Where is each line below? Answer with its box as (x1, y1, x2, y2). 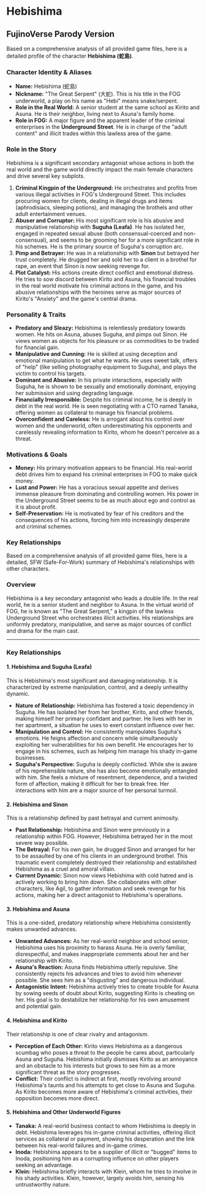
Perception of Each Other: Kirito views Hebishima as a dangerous (15, 1042, 183, 1050)
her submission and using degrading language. (15, 389, 134, 396)
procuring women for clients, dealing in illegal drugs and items (15, 197, 173, 204)
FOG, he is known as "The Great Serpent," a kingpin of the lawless (6, 607, 174, 615)
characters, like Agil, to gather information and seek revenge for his (15, 885, 186, 892)
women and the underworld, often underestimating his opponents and (15, 422, 193, 429)
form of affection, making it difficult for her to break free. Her (15, 780, 170, 787)
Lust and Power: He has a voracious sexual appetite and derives (15, 483, 179, 491)
